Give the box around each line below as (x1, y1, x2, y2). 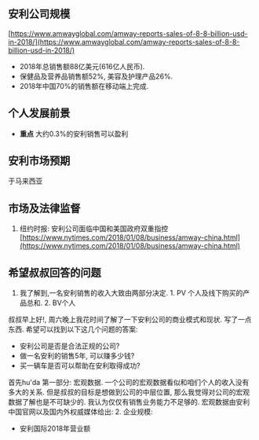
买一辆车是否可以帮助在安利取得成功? (19, 361, 140, 371)
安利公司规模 (8, 7, 71, 21)
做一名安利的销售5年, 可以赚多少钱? (19, 351, 135, 361)
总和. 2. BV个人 (26, 298, 76, 308)
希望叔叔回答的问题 (8, 266, 101, 279)
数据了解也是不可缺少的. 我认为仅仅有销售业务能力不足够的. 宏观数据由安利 (8, 398, 250, 407)
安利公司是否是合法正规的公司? (19, 341, 120, 351)
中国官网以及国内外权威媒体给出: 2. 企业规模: (8, 407, 153, 416)
